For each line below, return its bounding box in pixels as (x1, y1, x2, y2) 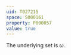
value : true (6, 25, 36, 32)
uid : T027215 (6, 8, 39, 15)
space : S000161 (6, 14, 44, 20)
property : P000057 (6, 20, 52, 26)
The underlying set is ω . (6, 42, 66, 49)
